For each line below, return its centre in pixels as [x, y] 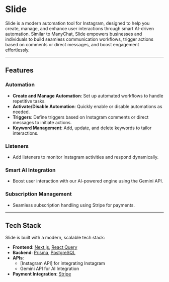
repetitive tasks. [29, 101]
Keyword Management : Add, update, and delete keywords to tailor [82, 128]
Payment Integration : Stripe [42, 274]
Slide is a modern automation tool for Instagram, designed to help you [77, 23]
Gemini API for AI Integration [50, 269]
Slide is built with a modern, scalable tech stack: [55, 238]
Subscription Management [38, 194]
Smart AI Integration [30, 170]
